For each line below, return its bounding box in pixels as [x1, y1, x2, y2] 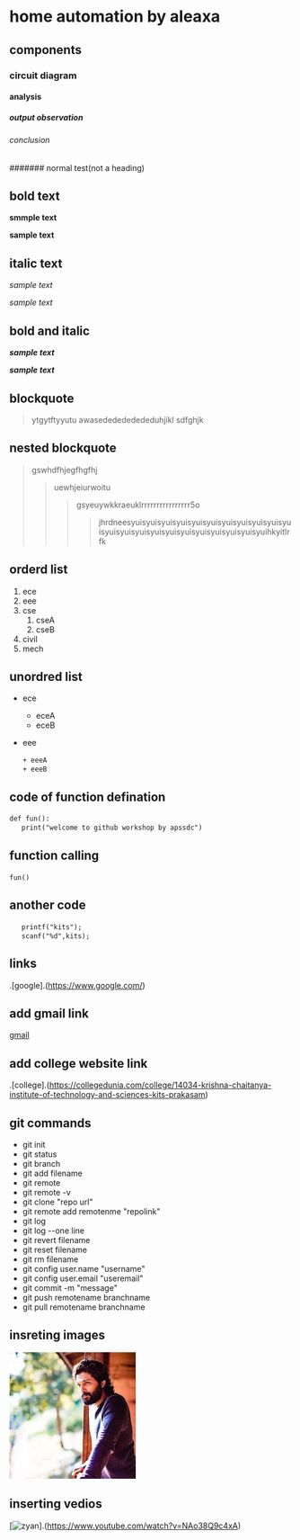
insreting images [9, 1328, 106, 1343]
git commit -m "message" [22, 1283, 119, 1294]
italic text [9, 255, 63, 271]
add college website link [9, 1055, 148, 1071]
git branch [22, 1159, 61, 1169]
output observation [9, 112, 84, 122]
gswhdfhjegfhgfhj [31, 464, 98, 475]
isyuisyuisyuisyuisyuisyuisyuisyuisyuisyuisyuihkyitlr [98, 526, 290, 537]
